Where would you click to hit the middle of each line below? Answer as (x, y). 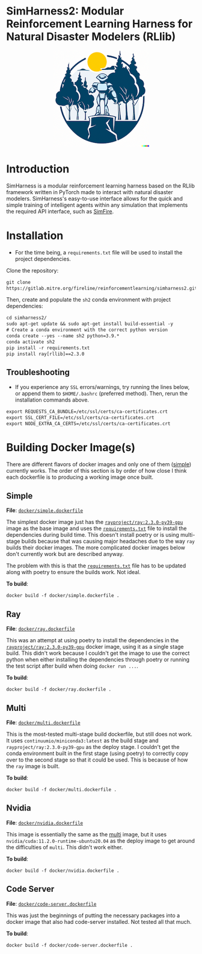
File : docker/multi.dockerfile (43, 722)
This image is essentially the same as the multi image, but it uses (87, 834)
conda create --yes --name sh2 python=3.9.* (63, 336)
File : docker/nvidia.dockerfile (44, 823)
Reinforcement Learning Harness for (99, 24)
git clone (19, 282)
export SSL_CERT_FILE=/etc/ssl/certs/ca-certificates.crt (80, 417)
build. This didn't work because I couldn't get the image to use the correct (98, 653)
